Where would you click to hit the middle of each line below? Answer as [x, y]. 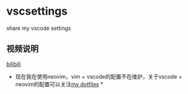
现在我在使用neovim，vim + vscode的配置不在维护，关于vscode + [99, 76]
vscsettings [37, 11]
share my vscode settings [39, 28]
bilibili [14, 64]
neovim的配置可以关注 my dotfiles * [59, 84]
